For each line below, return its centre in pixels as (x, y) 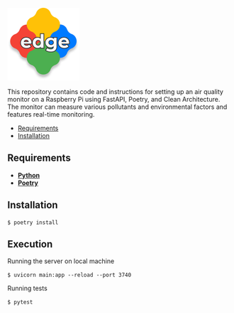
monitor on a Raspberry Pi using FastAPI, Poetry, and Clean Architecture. (114, 99)
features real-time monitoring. (51, 114)
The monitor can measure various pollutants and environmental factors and (117, 107)
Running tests (27, 288)
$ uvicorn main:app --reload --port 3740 (69, 275)
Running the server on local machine (61, 261)
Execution (30, 244)
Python (29, 175)
